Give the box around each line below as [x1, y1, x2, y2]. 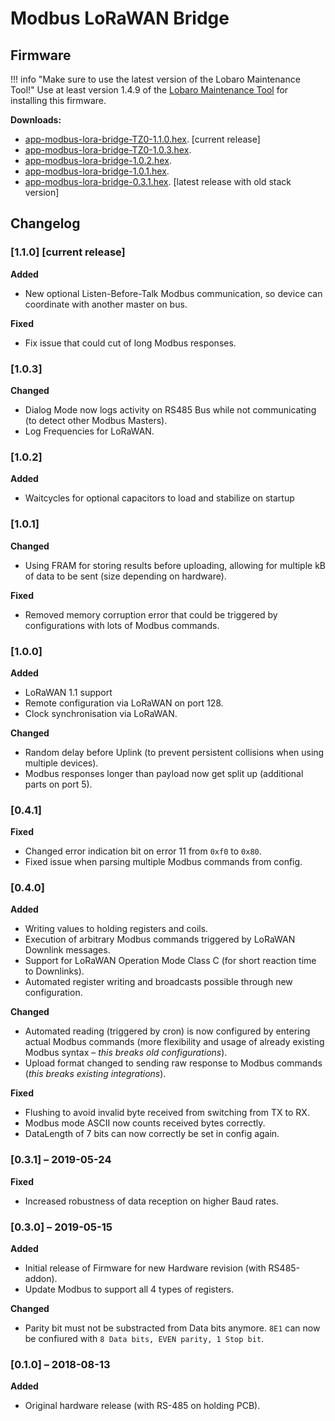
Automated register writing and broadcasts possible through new [24, 976, 293, 988]
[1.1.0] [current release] [10, 245, 126, 259]
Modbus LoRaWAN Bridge [10, 7, 230, 30]
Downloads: [10, 114, 62, 126]
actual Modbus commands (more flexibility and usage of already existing [24, 1036, 325, 1048]
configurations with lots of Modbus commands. [24, 619, 220, 631]
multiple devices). [24, 757, 99, 769]
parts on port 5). [24, 778, 93, 790]
